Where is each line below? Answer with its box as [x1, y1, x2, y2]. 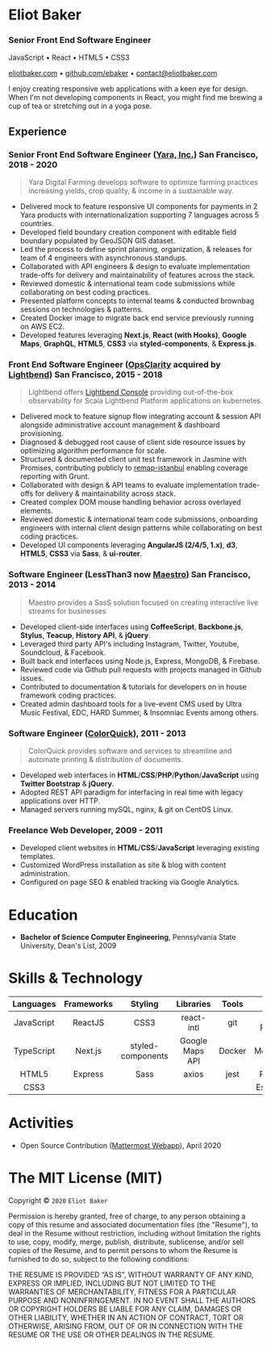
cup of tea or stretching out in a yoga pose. [8, 101, 152, 111]
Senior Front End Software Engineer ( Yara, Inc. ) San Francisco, [8, 149, 259, 160]
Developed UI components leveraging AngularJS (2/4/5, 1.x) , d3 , [19, 540, 238, 550]
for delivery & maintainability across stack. [35, 489, 176, 498]
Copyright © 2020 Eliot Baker [8, 1196, 109, 1206]
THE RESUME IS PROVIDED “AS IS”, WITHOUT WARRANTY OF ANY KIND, [8, 1270, 254, 1280]
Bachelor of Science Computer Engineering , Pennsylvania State [19, 933, 236, 942]
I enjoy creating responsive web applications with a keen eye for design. [8, 84, 248, 94]
